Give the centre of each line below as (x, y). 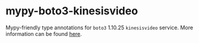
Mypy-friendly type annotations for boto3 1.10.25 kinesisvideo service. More (99, 27)
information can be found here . (44, 33)
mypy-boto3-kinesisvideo (72, 11)
